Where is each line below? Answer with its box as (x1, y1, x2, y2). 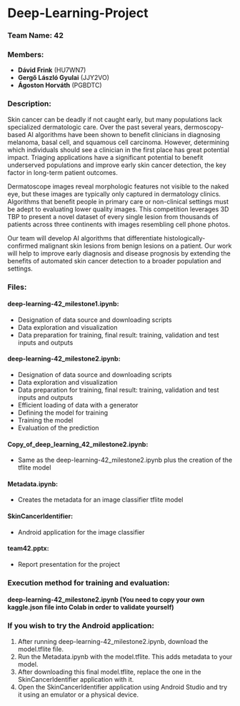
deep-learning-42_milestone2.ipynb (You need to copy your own (7, 595, 205, 604)
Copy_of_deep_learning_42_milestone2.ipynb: (7, 440, 149, 448)
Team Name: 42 (7, 31, 64, 41)
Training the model (17, 416, 74, 425)
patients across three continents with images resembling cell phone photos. (7, 220, 231, 228)
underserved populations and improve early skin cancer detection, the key (7, 161, 226, 169)
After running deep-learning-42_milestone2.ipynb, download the (17, 637, 209, 645)
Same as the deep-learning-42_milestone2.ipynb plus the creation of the (17, 455, 233, 465)
